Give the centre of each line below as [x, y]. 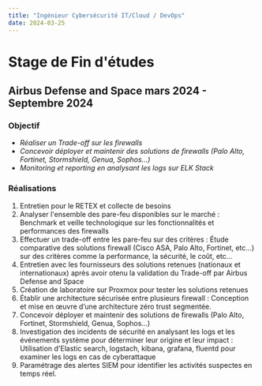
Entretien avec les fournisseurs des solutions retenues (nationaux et [130, 264]
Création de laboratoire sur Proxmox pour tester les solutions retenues [134, 290]
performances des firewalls [64, 230]
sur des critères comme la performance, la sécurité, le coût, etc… [126, 256]
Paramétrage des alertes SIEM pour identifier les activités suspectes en [136, 365]
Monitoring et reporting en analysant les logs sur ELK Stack [117, 168]
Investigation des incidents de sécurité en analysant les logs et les [127, 332]
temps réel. [38, 373]
